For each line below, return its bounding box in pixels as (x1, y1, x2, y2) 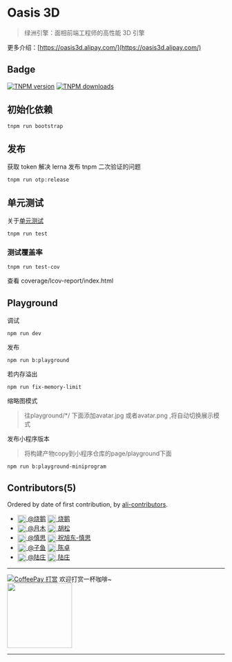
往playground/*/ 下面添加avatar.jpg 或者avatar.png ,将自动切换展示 (23, 411, 214, 419)
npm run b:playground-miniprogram (7, 463, 107, 471)
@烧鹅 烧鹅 (27, 515, 70, 523)
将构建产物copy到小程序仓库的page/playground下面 (23, 449, 173, 457)
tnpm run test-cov (7, 264, 60, 271)
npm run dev (7, 330, 41, 337)
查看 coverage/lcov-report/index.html (7, 276, 114, 285)
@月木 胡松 (27, 524, 70, 533)
